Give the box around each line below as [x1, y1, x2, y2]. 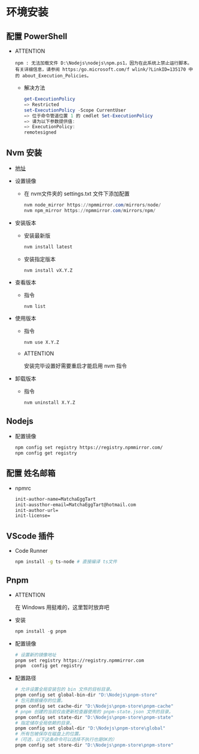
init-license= [14, 513, 50, 519]
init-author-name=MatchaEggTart [14, 496, 96, 502]
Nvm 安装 [6, 147, 42, 158]
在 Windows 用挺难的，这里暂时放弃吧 [14, 603, 110, 611]
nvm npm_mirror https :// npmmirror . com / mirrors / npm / [23, 207, 156, 213]
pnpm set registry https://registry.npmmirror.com [14, 657, 144, 664]
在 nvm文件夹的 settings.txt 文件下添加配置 [23, 190, 130, 197]
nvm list [23, 304, 46, 310]
